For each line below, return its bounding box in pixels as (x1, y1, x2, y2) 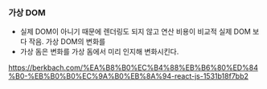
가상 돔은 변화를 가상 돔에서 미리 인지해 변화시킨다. (19, 47, 179, 57)
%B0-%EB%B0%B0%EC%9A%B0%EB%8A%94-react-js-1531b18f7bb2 (8, 71, 249, 81)
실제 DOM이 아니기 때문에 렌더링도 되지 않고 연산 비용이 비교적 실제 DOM (19, 26, 251, 37)
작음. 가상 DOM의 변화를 (28, 37, 106, 47)
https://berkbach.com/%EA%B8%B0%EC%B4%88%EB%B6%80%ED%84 (8, 63, 259, 73)
